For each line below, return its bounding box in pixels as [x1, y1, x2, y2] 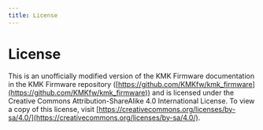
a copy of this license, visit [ [8, 104, 99, 114]
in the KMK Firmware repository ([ [8, 79, 119, 88]
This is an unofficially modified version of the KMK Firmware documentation [8, 71, 254, 81]
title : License [8, 11, 58, 20]
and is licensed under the [152, 88, 235, 97]
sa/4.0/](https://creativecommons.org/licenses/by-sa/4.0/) [8, 113, 198, 122]
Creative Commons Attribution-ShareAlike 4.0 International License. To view [8, 96, 255, 106]
